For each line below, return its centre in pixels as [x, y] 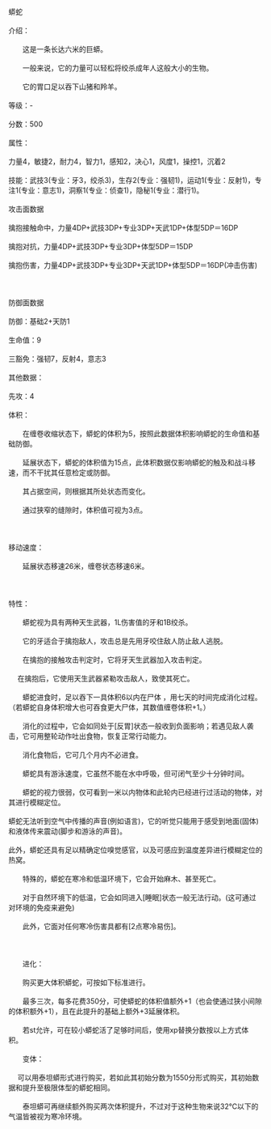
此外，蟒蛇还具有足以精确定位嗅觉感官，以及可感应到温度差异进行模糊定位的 [135, 850]
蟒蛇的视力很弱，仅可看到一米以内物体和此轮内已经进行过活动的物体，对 [142, 792]
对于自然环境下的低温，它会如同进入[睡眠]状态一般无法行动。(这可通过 [139, 898]
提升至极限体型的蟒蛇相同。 [68, 1088]
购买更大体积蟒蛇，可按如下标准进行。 [86, 983]
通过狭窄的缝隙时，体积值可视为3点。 [85, 510]
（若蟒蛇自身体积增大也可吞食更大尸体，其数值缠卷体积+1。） [109, 707]
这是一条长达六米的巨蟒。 [65, 49]
